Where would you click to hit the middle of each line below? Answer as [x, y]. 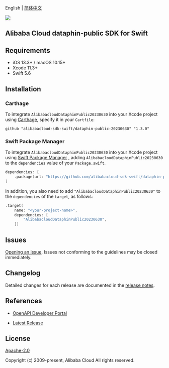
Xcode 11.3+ [25, 68]
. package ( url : [29, 177]
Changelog [23, 273]
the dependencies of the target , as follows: [49, 196]
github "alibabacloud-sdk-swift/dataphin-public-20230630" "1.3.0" [77, 129]
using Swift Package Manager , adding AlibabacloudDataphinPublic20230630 [84, 158]
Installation [23, 89]
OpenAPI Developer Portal [39, 313]
